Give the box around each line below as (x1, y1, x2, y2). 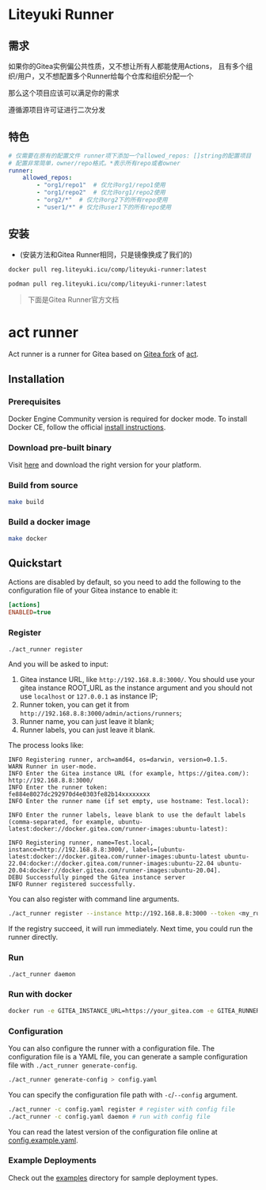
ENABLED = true (8, 608, 51, 616)
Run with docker (8, 989, 73, 1000)
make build (8, 498, 44, 506)
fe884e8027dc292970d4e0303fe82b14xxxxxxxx (8, 790, 150, 798)
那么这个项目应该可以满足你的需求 (8, 89, 120, 97)
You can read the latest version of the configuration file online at (8, 1127, 218, 1136)
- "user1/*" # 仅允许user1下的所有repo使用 (36, 203, 172, 211)
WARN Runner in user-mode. (8, 763, 97, 771)
